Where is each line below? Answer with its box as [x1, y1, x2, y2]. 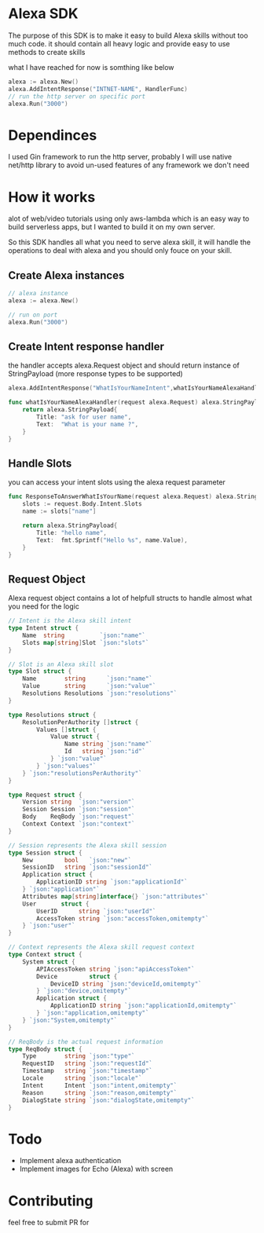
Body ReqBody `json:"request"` [22, 813, 135, 821]
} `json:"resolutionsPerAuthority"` [22, 769, 143, 777]
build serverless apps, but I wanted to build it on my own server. [8, 222, 216, 232]
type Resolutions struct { [8, 711, 97, 719]
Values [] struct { [36, 726, 97, 734]
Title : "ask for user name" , [36, 413, 132, 421]
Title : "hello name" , [36, 529, 108, 536]
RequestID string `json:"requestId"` [22, 1059, 153, 1068]
